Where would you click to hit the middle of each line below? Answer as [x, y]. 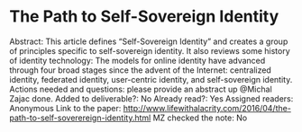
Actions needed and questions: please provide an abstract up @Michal [141, 89]
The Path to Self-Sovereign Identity [144, 17]
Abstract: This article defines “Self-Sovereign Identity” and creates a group [149, 41]
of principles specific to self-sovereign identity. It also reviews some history [150, 50]
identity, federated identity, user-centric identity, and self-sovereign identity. [151, 79]
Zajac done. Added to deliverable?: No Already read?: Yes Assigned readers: [151, 98]
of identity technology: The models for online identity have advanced [137, 60]
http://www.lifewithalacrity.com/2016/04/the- [207, 108]
